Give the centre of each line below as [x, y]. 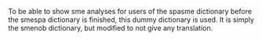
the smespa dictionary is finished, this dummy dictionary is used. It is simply [131, 20]
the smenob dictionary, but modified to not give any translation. [111, 28]
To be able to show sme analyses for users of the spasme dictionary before [130, 11]
